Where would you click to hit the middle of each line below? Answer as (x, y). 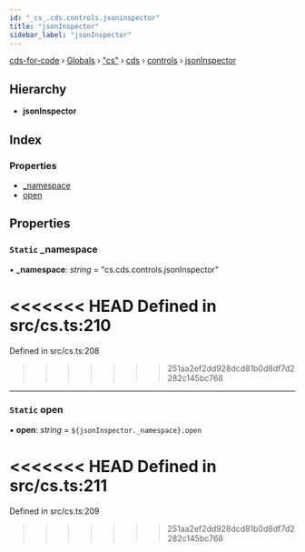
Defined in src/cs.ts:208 (54, 350)
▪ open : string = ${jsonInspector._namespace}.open (106, 429)
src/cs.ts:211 (59, 485)
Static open (36, 410)
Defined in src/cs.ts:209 (54, 511)
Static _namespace (54, 249)
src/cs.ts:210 (60, 325)
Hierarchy (38, 89)
